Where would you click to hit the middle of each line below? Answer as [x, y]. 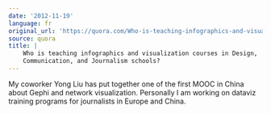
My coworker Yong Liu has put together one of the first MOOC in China [126, 84]
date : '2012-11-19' [41, 16]
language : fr [30, 23]
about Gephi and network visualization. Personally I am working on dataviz [132, 92]
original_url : [32, 31]
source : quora [32, 38]
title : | [23, 46]
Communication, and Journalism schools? [92, 61]
